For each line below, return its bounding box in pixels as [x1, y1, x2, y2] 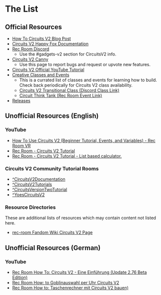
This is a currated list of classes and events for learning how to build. [19, 77, 157, 83]
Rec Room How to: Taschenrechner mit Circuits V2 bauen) [12, 285, 129, 291]
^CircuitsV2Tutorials [12, 181, 52, 187]
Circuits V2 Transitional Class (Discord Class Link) [19, 88, 120, 93]
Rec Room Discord [12, 46, 49, 52]
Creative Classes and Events [12, 72, 69, 77]
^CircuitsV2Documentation [12, 176, 65, 182]
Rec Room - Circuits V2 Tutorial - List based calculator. [12, 153, 122, 159]
